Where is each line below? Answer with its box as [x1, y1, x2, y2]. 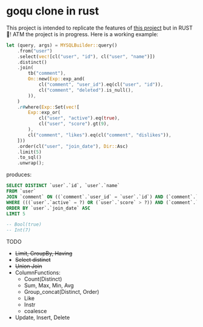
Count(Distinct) [24, 276, 62, 283]
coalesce [24, 308, 47, 315]
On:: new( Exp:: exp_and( [28, 76, 85, 82]
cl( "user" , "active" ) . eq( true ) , [38, 115, 120, 121]
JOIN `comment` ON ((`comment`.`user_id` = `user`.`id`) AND [6, 194, 164, 200]
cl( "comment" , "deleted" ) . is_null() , [38, 87, 134, 93]
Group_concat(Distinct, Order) [24, 288, 100, 296]
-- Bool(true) [6, 221, 42, 227]
